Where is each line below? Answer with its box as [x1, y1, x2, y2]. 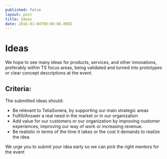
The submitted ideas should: [5, 98, 64, 103]
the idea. [12, 134, 31, 140]
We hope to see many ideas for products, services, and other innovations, [5, 59, 157, 65]
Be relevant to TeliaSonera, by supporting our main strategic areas [12, 107, 149, 113]
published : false [5, 7, 41, 12]
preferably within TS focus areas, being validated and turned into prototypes [5, 64, 163, 70]
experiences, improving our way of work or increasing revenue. [12, 123, 143, 129]
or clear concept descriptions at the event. [5, 70, 93, 76]
